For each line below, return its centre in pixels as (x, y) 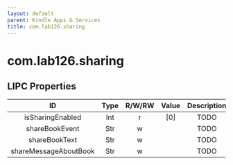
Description (207, 106)
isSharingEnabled (53, 117)
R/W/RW (140, 106)
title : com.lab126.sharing (46, 26)
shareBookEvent (53, 129)
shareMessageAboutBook (53, 151)
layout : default (31, 14)
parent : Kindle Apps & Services (54, 20)
